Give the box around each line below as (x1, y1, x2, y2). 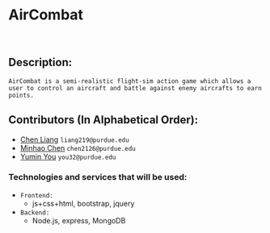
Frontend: (19, 191, 54, 199)
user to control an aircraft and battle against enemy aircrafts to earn (8, 84, 263, 92)
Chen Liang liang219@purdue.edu (19, 135, 129, 144)
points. (8, 91, 35, 99)
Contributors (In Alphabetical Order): (8, 113, 199, 127)
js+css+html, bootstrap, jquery (32, 198, 135, 208)
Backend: (19, 208, 50, 217)
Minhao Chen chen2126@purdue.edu (19, 143, 136, 152)
